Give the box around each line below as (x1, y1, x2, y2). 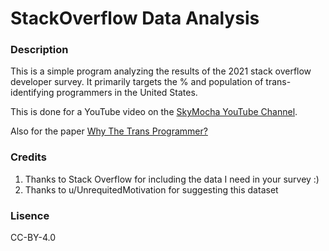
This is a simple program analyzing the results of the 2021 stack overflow (10, 65, 312, 77)
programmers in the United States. (56, 87, 198, 99)
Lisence (10, 208, 50, 222)
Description (10, 43, 69, 57)
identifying (10, 87, 55, 99)
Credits (10, 150, 47, 164)
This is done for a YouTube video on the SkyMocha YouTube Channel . (10, 106, 298, 118)
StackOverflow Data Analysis (10, 7, 260, 30)
